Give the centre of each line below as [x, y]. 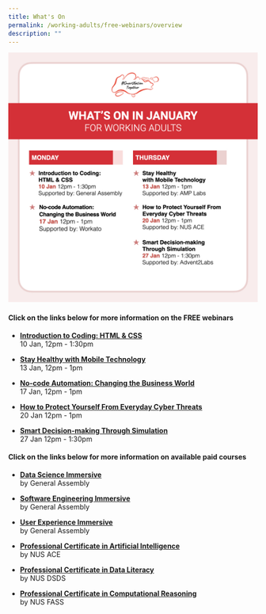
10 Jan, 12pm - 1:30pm [56, 344]
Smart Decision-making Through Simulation [94, 430]
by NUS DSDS [42, 578]
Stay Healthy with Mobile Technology [83, 359]
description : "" [35, 33]
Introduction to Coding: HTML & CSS [81, 335]
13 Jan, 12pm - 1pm [51, 368]
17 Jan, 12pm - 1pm [51, 391]
